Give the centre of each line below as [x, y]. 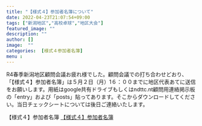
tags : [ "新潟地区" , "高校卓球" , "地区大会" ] [55, 23]
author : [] [20, 40]
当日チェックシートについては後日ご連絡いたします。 [82, 104]
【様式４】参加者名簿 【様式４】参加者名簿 [60, 117]
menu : [14, 56]
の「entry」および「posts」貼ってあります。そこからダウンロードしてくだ [98, 97]
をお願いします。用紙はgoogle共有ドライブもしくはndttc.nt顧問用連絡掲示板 [101, 89]
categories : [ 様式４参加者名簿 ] [45, 51]
